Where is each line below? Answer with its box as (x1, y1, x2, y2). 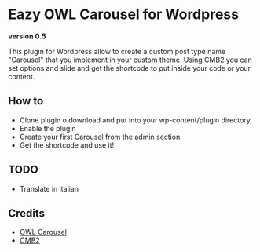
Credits (8, 206, 46, 220)
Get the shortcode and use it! (19, 140, 115, 150)
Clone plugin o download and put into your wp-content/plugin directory (19, 115, 251, 125)
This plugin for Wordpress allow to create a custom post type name (8, 46, 226, 56)
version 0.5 (8, 31, 46, 41)
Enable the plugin (19, 123, 76, 133)
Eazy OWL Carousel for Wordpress (8, 5, 240, 24)
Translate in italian (19, 184, 79, 193)
